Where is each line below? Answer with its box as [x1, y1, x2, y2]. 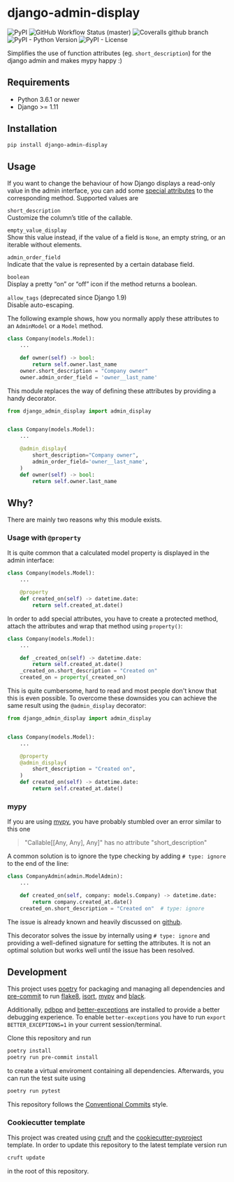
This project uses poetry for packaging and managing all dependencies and [7, 984, 226, 993]
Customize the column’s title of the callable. [7, 214, 133, 222]
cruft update [7, 1154, 45, 1162]
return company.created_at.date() [32, 899, 133, 906]
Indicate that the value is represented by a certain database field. [7, 260, 195, 269]
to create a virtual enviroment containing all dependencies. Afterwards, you [7, 1067, 224, 1075]
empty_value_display [7, 227, 68, 235]
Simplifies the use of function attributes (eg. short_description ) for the [7, 49, 212, 57]
